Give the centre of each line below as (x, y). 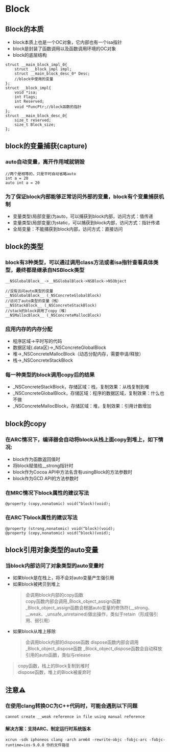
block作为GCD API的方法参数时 (45, 478)
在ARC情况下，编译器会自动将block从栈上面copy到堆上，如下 (82, 439)
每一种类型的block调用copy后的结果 (50, 374)
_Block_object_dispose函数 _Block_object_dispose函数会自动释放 (94, 649)
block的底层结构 (30, 55)
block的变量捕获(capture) (46, 146)
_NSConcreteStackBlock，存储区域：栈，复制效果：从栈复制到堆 (81, 387)
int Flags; (26, 97)
